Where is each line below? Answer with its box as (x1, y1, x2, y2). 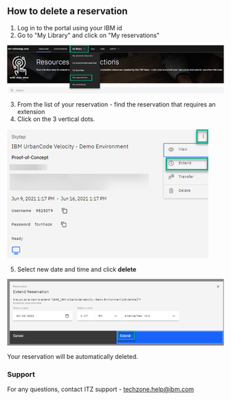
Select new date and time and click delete (16, 265, 137, 274)
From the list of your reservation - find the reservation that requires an (16, 100, 216, 109)
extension (16, 107, 45, 115)
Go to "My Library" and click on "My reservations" (16, 31, 160, 39)
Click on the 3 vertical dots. (16, 115, 95, 123)
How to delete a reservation (7, 5, 129, 17)
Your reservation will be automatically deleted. (7, 352, 139, 360)
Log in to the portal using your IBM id (16, 23, 122, 32)
